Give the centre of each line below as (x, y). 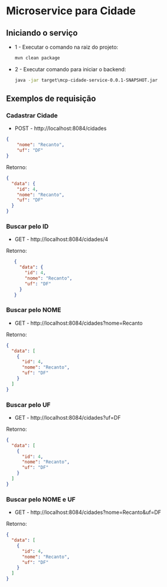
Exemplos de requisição (51, 99)
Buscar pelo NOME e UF (41, 499)
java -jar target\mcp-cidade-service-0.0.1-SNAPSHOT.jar (86, 80)
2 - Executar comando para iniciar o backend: (70, 69)
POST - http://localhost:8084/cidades (60, 128)
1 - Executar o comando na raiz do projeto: (66, 47)
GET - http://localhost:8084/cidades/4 (61, 239)
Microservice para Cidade (71, 11)
